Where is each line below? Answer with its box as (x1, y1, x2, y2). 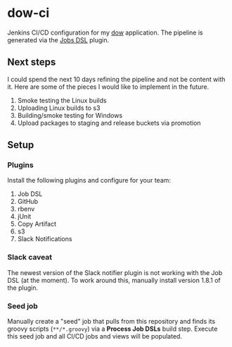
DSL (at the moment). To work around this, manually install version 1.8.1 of (7, 276, 221, 284)
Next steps (7, 56, 56, 68)
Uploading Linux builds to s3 (17, 104, 101, 112)
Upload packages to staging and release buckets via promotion (17, 118, 202, 127)
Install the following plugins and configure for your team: (7, 176, 171, 185)
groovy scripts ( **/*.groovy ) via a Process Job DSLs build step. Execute (7, 324, 218, 333)
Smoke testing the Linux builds (17, 96, 107, 104)
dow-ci (7, 5, 50, 21)
